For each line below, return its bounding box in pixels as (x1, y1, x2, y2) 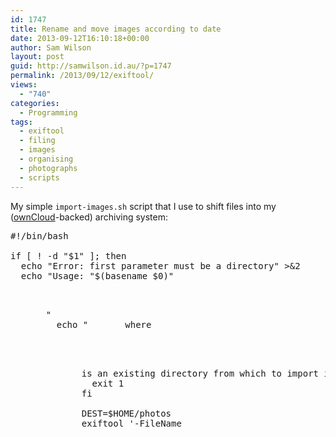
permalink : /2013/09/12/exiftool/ (10, 71, 155, 81)
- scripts (19, 172, 60, 183)
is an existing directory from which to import (81, 367, 320, 379)
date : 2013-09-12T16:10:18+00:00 (10, 33, 150, 43)
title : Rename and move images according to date (10, 24, 222, 34)
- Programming (19, 107, 78, 118)
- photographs (19, 163, 78, 173)
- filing (19, 136, 56, 146)
